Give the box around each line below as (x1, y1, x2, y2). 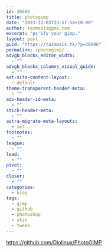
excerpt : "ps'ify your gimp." (6, 31, 81, 37)
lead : (6, 151, 19, 157)
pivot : (6, 162, 22, 168)
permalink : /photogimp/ (6, 47, 65, 53)
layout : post (6, 36, 38, 42)
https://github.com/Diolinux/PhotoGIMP (6, 238, 102, 246)
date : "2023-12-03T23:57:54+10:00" (6, 19, 94, 25)
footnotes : (6, 129, 33, 136)
